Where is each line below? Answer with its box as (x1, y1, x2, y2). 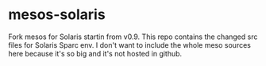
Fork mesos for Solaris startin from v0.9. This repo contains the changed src (8, 32, 258, 41)
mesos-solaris (8, 6, 106, 24)
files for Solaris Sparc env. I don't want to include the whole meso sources (8, 40, 252, 49)
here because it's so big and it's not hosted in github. (8, 49, 183, 58)
